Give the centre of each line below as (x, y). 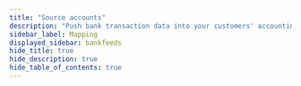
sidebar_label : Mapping (54, 34)
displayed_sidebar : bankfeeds (66, 43)
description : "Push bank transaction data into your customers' (132, 26)
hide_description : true (54, 59)
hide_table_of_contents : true (66, 68)
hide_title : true (42, 51)
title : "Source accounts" (57, 17)
